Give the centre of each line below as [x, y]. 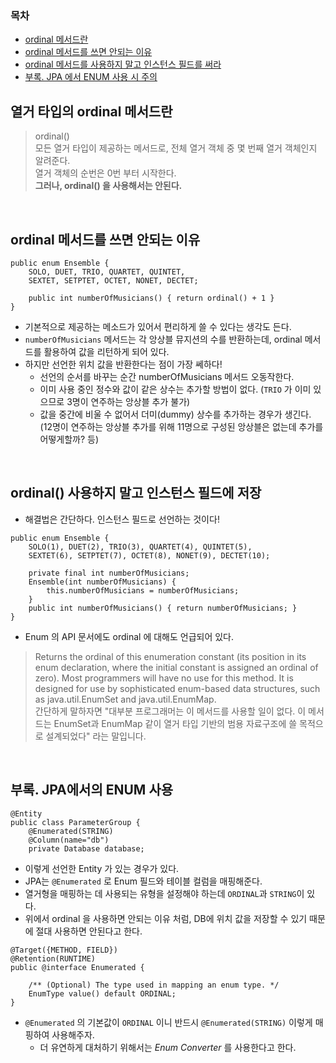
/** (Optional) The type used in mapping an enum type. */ [154, 985]
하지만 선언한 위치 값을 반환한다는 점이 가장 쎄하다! [123, 364]
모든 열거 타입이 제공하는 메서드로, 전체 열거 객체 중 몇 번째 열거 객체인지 [176, 148]
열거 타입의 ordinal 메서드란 [91, 111]
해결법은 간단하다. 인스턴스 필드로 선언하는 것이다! [122, 519]
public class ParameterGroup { [75, 822]
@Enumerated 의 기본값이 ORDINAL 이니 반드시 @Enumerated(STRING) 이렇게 [168, 1022]
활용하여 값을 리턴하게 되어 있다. [106, 351]
